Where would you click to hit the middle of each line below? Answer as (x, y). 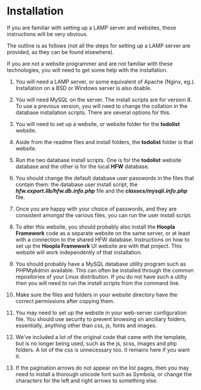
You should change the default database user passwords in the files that (105, 178)
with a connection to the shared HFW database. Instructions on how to (103, 239)
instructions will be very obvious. (48, 34)
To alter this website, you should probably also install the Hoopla (95, 227)
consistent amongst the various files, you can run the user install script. (103, 215)
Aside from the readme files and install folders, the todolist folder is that (104, 142)
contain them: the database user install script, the (77, 184)
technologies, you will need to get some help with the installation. (87, 70)
